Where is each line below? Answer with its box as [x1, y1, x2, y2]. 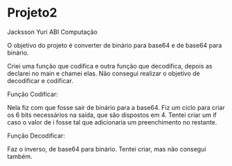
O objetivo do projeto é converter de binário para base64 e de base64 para [7, 41, 222, 49]
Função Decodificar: [7, 131, 66, 140]
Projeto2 [7, 5, 57, 21]
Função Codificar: [7, 90, 59, 98]
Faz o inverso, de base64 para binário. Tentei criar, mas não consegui [7, 145, 206, 153]
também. [7, 152, 33, 160]
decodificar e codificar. [7, 76, 74, 84]
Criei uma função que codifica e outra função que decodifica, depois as [7, 62, 213, 70]
